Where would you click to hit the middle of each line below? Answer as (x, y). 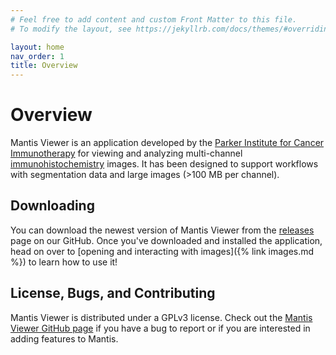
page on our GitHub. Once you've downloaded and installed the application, (166, 240)
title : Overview (44, 66)
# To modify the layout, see (71, 29)
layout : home (37, 47)
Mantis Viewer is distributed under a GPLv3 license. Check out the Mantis (161, 317)
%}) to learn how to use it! (64, 262)
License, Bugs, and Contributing (113, 293)
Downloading (52, 206)
